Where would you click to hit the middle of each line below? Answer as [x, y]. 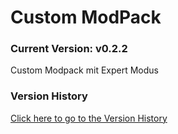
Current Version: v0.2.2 [69, 49]
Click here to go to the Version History [89, 118]
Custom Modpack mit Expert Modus [84, 70]
